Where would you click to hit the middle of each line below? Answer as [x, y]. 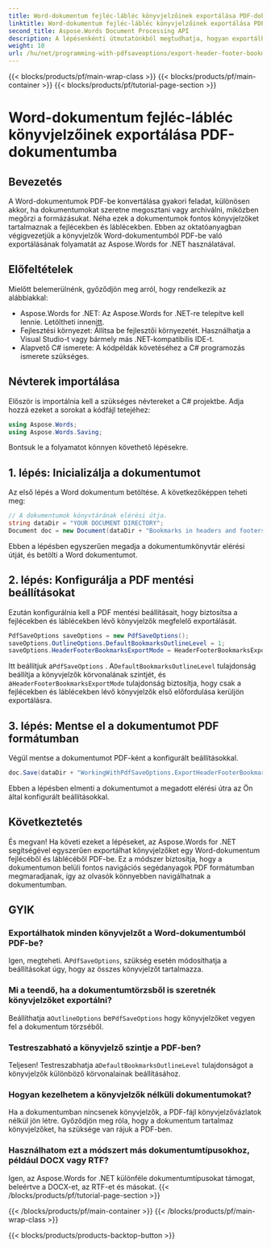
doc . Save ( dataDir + [41, 773]
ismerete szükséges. [54, 356]
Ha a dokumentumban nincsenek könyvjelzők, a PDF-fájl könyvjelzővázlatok [135, 1112]
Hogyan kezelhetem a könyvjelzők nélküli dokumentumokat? [130, 1094]
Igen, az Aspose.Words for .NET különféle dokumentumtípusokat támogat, [132, 1178]
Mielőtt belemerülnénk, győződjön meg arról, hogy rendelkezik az [117, 289]
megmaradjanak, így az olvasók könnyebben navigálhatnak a [110, 876]
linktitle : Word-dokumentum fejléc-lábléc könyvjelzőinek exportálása [129, 23]
